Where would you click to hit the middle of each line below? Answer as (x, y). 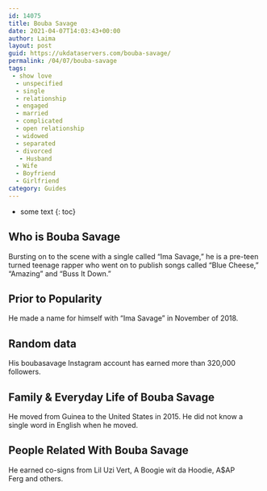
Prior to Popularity (55, 298)
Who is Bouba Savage (65, 237)
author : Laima (32, 38)
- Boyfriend (36, 174)
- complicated (39, 121)
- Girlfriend (38, 181)
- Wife (27, 166)
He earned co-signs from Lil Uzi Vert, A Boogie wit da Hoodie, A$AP (122, 470)
